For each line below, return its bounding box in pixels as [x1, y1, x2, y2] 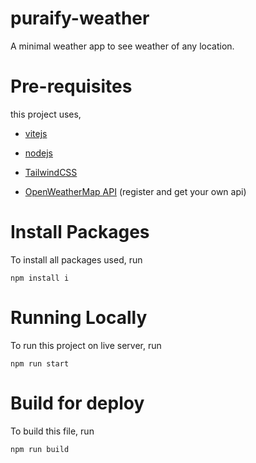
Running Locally [10, 307, 148, 329]
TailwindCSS [24, 166, 78, 178]
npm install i [10, 273, 70, 283]
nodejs [24, 147, 53, 159]
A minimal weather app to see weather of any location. [10, 40, 235, 52]
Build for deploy [10, 392, 145, 414]
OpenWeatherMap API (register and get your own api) [24, 185, 247, 197]
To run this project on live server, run [10, 339, 162, 351]
